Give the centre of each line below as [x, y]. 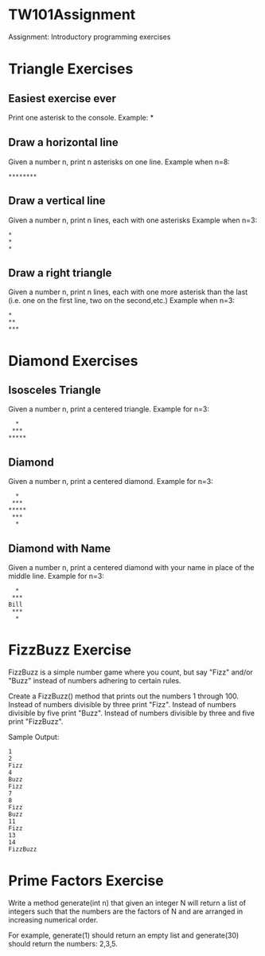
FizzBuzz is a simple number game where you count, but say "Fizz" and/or [131, 672]
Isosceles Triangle [55, 389]
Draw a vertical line [57, 201]
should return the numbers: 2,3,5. [63, 943]
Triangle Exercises [71, 69]
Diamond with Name [60, 548]
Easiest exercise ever [62, 98]
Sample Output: [34, 737]
